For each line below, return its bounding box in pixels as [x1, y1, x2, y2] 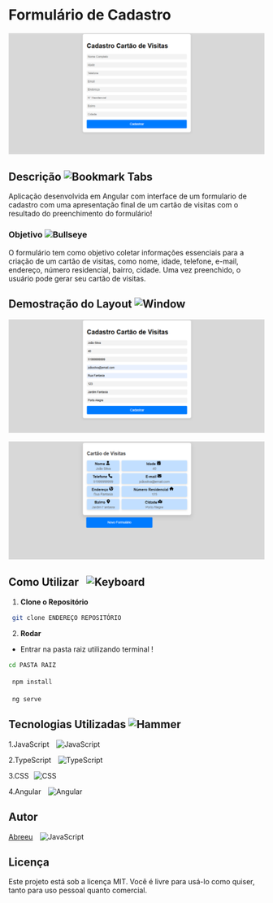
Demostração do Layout [8, 297, 132, 311]
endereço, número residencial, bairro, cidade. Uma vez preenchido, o [8, 264, 241, 274]
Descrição [8, 170, 62, 184]
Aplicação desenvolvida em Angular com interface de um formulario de [8, 191, 248, 201]
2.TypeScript [8, 755, 51, 765]
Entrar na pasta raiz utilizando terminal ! [19, 644, 154, 654]
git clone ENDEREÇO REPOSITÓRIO [11, 613, 122, 622]
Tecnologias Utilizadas [8, 718, 127, 731]
